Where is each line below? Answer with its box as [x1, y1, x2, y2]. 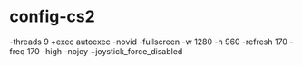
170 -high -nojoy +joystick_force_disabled [26, 45, 183, 56]
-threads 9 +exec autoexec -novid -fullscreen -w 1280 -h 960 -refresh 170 [9, 36, 288, 47]
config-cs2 [9, 6, 95, 27]
